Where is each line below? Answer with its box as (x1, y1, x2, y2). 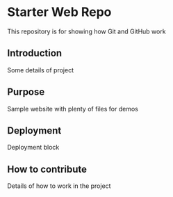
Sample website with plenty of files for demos (7, 104, 139, 113)
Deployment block (7, 143, 60, 152)
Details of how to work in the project (7, 182, 111, 190)
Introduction (7, 47, 63, 59)
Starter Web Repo (7, 4, 112, 20)
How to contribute (7, 163, 88, 175)
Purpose (7, 86, 45, 98)
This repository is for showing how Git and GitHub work (7, 27, 166, 36)
